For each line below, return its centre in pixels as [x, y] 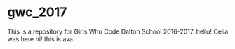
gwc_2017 [37, 12]
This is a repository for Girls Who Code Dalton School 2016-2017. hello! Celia [118, 31]
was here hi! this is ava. [41, 38]
